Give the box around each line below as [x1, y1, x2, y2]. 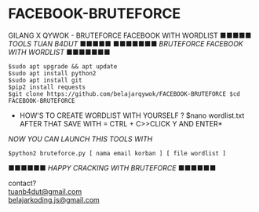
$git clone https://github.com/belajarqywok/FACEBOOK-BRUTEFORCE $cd [8, 90, 241, 98]
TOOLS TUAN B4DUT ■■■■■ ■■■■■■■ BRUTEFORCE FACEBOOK [8, 38, 243, 48]
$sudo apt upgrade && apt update [8, 62, 118, 71]
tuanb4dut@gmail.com [8, 186, 82, 196]
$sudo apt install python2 [8, 69, 97, 77]
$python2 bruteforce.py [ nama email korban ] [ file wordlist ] [8, 149, 226, 157]
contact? [8, 178, 37, 188]
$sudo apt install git [8, 76, 82, 84]
